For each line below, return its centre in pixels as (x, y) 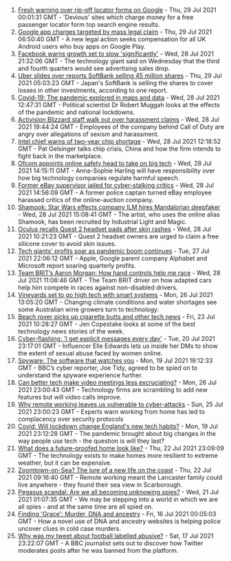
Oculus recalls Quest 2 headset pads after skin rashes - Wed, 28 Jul (114, 229)
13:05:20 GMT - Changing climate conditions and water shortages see (117, 302)
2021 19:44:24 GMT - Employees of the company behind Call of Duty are (121, 127)
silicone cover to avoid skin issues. (67, 244)
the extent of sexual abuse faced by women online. (90, 353)
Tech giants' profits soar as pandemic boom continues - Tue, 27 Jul (113, 251)
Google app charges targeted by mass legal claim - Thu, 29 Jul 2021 (115, 32)
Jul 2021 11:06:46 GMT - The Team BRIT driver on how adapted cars (115, 280)
